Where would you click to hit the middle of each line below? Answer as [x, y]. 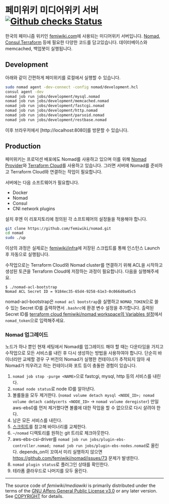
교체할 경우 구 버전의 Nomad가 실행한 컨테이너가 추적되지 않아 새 [86, 359]
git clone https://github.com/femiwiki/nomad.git [58, 228]
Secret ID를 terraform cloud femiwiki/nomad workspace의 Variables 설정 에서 [84, 314]
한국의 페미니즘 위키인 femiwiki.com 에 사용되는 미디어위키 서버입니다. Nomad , [83, 36]
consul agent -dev [24, 92]
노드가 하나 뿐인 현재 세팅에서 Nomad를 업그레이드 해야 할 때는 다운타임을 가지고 [84, 347]
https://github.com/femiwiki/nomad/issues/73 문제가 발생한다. [76, 458]
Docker [20, 193]
